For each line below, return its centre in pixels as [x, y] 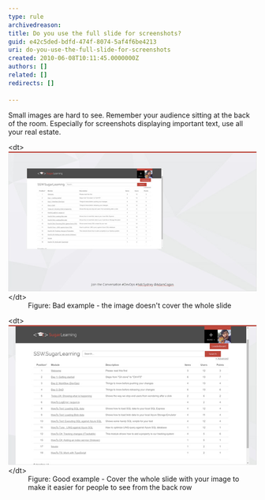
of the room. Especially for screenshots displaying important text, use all [125, 123]
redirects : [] [32, 83]
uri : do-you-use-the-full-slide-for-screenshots [90, 50]
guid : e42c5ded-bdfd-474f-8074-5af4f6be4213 [82, 42]
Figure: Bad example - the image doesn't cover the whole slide [130, 305]
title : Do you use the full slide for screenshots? [95, 33]
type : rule [26, 17]
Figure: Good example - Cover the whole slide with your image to [134, 479]
